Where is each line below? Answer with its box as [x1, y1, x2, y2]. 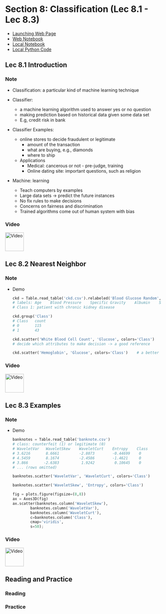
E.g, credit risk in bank [19, 117, 66, 123]
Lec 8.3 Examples [5, 402, 61, 410]
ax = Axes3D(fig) [12, 497, 49, 502]
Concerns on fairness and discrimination [19, 203, 103, 209]
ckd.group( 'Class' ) [12, 314, 53, 319]
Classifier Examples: [12, 126, 55, 132]
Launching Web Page [12, 30, 56, 36]
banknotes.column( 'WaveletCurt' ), [30, 510, 102, 515]
